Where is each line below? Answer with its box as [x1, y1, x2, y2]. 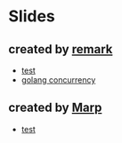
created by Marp [8, 100, 102, 115]
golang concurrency [20, 75, 96, 85]
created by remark [8, 42, 113, 57]
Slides [8, 6, 55, 27]
